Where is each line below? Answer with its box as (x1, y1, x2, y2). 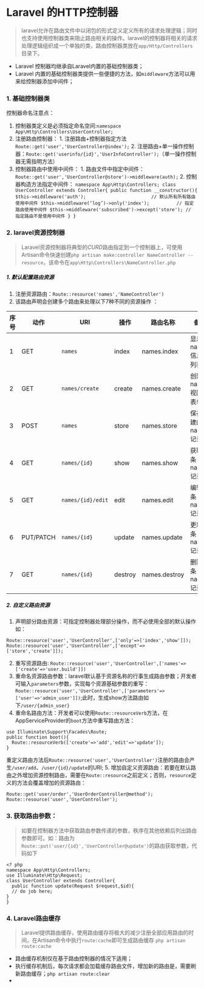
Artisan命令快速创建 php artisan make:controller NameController (21, 251, 186, 258)
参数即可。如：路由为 (21, 834, 75, 842)
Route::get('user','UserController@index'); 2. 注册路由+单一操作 (15, 143, 184, 150)
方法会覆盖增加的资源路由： (16, 779, 86, 786)
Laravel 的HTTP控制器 (6, 5, 118, 19)
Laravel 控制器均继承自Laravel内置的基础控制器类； (15, 62, 144, 70)
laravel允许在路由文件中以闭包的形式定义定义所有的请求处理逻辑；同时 (21, 27, 198, 34)
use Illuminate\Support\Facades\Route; (6, 729, 107, 735)
